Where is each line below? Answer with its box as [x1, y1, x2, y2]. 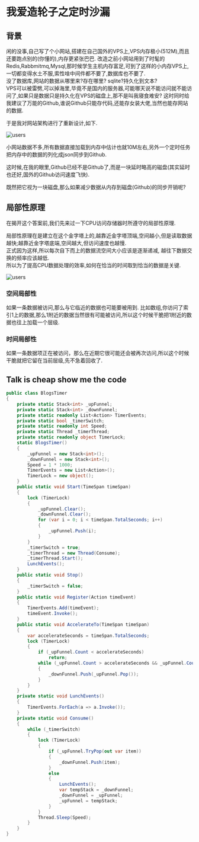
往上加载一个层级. [16, 319, 60, 326]
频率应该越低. [16, 254, 50, 261]
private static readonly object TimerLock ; [17, 434, 126, 440]
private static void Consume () [17, 715, 94, 721]
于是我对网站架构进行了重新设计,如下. [6, 120, 98, 126]
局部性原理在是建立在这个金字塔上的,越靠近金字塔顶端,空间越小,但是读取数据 [6, 232, 192, 239]
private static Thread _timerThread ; [17, 429, 110, 435]
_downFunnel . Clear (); [37, 511, 92, 517]
